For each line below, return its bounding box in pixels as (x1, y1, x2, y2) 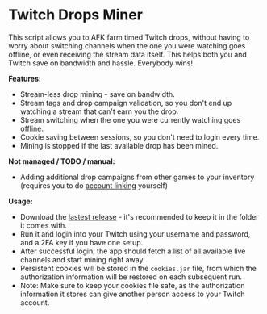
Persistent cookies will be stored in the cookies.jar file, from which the (19, 263, 257, 273)
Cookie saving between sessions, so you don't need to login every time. (19, 132, 260, 142)
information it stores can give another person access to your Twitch (19, 289, 245, 299)
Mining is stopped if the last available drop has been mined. (19, 140, 219, 150)
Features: (8, 73, 42, 83)
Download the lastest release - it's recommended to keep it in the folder (19, 211, 260, 221)
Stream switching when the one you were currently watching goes (19, 115, 241, 124)
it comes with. (19, 220, 67, 230)
